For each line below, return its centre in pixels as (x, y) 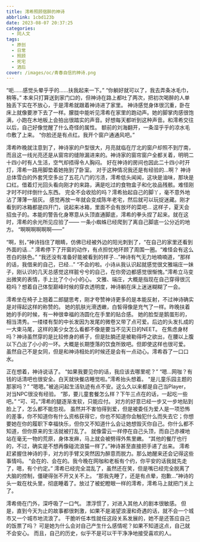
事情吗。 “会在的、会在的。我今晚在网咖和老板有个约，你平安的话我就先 (94, 461)
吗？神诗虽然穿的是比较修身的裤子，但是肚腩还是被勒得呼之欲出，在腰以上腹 (100, 337)
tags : (13, 39)
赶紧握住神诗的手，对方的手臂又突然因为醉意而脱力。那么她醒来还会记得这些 (100, 454)
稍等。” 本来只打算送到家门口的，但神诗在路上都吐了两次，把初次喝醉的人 (96, 98)
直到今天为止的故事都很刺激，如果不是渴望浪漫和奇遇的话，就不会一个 (102, 511)
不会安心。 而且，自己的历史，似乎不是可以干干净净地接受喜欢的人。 (90, 533)
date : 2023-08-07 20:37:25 (40, 23)
